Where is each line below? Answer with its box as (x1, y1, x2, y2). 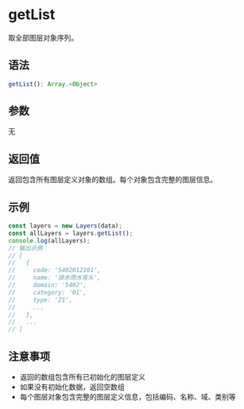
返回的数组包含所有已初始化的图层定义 (19, 372, 145, 381)
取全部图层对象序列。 (8, 33, 78, 42)
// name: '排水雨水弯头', (8, 274, 101, 282)
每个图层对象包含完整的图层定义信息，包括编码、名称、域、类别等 (19, 392, 236, 401)
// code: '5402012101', (8, 267, 102, 275)
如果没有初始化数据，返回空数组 (19, 382, 125, 391)
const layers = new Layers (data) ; (8, 222, 123, 230)
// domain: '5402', (8, 281, 87, 290)
